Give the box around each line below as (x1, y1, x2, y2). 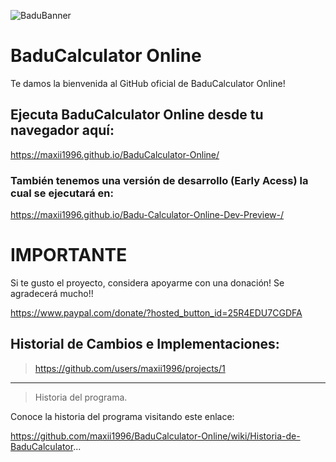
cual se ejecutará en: (10, 186, 114, 200)
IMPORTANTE (10, 244, 128, 267)
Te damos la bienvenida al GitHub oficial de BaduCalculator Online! (10, 77, 286, 89)
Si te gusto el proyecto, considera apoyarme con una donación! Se (10, 276, 285, 289)
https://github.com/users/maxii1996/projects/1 (34, 362, 226, 374)
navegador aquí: (10, 122, 115, 139)
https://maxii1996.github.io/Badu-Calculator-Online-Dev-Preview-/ (10, 209, 285, 221)
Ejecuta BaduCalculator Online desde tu (10, 106, 264, 124)
